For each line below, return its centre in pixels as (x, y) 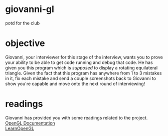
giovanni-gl (30, 9)
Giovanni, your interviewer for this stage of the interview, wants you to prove (84, 57)
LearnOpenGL (20, 128)
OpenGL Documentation (30, 123)
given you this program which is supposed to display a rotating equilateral (81, 67)
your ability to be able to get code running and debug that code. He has (79, 62)
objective (25, 43)
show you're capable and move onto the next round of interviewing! (75, 83)
